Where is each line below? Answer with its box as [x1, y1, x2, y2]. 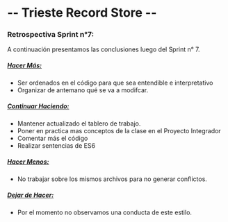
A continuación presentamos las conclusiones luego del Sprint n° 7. [7, 45, 200, 53]
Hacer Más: [7, 61, 42, 70]
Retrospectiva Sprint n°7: [7, 30, 95, 40]
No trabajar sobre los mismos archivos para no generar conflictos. [17, 175, 207, 183]
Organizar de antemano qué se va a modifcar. [17, 86, 149, 94]
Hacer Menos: [7, 157, 49, 166]
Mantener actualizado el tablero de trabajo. [17, 119, 141, 128]
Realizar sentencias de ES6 [17, 142, 96, 150]
